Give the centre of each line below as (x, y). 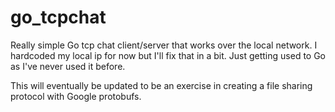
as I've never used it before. (68, 66)
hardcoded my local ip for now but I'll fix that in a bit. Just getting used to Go (168, 55)
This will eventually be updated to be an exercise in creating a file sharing (161, 85)
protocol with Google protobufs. (76, 96)
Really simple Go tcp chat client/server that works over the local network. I (164, 45)
